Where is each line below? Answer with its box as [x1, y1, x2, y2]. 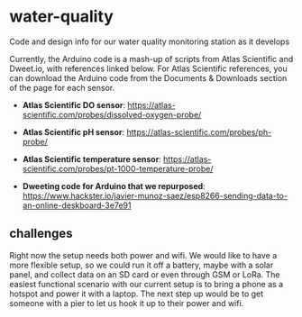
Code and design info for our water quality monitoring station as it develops [9, 36, 290, 47]
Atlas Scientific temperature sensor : [22, 153, 162, 164]
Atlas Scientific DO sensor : [22, 99, 126, 110]
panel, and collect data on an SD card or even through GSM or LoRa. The [9, 268, 280, 280]
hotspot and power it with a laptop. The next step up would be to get [9, 288, 264, 299]
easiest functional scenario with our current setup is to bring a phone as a [9, 278, 284, 289]
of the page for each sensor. [9, 82, 115, 93]
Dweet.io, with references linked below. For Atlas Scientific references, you [9, 63, 288, 74]
